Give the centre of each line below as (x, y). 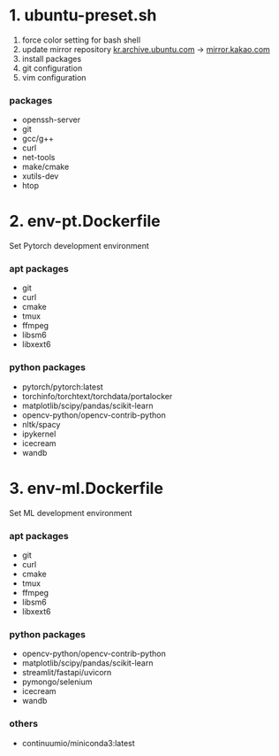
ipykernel (39, 434)
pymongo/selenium (57, 682)
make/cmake (45, 167)
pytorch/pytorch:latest (62, 387)
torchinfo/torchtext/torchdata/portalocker (97, 396)
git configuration (52, 68)
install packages (52, 58)
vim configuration (54, 77)
